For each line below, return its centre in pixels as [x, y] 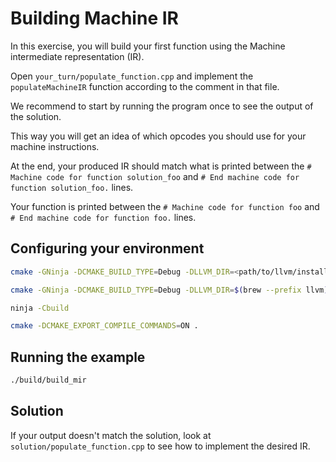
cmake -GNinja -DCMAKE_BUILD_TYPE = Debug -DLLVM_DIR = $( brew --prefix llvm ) [169, 290]
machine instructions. [55, 146]
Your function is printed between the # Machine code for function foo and [165, 206]
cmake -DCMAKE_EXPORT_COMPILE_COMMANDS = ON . [104, 326]
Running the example [78, 357]
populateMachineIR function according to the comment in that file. [145, 86]
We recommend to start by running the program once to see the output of [162, 106]
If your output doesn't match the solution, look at [111, 435]
